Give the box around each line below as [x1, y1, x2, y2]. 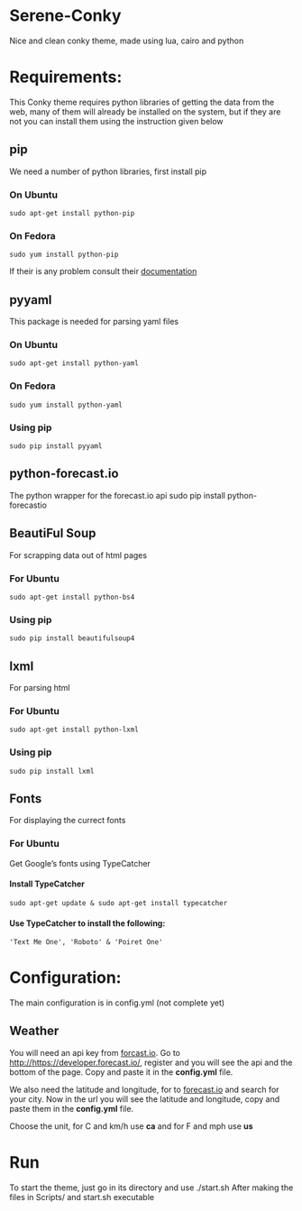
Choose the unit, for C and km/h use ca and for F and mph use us [9, 1120, 254, 1132]
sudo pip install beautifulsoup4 [9, 634, 135, 643]
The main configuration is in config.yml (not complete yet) [9, 997, 225, 1008]
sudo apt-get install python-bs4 [9, 592, 135, 601]
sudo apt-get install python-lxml [9, 725, 140, 735]
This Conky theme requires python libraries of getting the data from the [9, 96, 275, 107]
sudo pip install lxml [9, 766, 95, 775]
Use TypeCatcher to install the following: [9, 917, 166, 929]
